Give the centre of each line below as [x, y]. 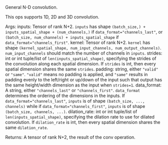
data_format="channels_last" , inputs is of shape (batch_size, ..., [75, 101]
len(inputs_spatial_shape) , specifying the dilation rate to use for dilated [80, 117]
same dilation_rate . [27, 127]
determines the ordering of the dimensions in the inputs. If [65, 95]
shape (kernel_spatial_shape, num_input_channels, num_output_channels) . [83, 48]
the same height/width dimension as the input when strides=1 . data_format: [83, 85]
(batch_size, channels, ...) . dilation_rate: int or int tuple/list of [71, 111]
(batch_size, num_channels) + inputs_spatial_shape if [62, 37]
